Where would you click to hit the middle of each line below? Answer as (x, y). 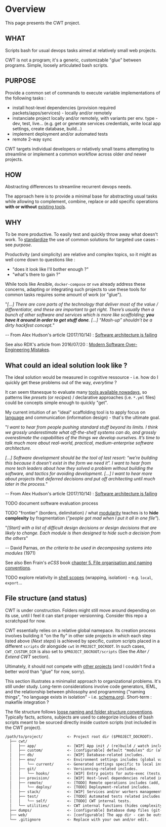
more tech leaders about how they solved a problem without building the (79, 468)
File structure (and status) (46, 598)
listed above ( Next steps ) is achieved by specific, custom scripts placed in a (83, 641)
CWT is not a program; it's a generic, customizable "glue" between (73, 60)
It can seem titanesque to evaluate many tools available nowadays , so (76, 392)
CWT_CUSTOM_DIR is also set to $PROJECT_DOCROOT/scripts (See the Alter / (77, 651)
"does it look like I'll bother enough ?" (50, 269)
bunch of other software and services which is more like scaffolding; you (80, 315)
